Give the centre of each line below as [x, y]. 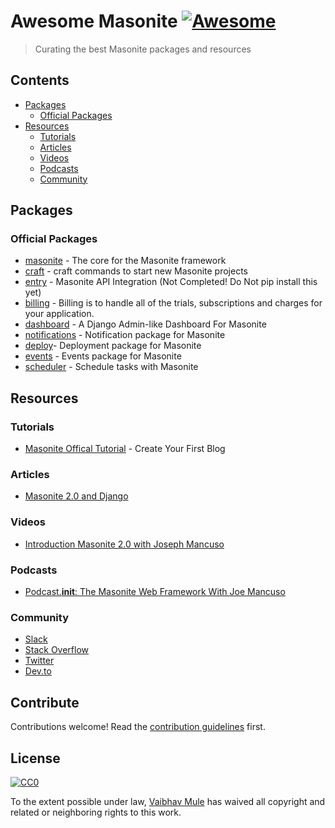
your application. [59, 314]
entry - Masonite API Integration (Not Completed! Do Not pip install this [171, 282]
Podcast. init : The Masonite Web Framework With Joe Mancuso [155, 592]
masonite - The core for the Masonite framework [125, 261]
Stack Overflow [57, 650]
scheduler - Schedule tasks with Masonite [111, 367]
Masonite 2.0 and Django [76, 496]
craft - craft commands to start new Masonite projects [136, 271]
